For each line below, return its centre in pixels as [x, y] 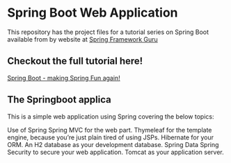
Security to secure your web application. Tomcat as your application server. [115, 152]
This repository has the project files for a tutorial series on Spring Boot [108, 32]
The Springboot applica [59, 100]
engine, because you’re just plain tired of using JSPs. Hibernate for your [111, 137]
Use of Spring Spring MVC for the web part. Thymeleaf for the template [110, 130]
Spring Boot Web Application [93, 13]
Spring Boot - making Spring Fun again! [64, 78]
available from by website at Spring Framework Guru [82, 39]
